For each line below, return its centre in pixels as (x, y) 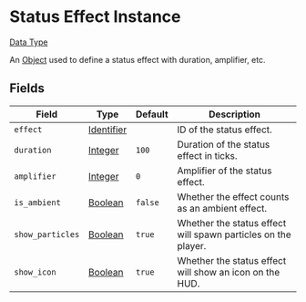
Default (152, 114)
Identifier (107, 130)
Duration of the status (224, 144)
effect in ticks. (208, 155)
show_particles (47, 234)
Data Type (29, 42)
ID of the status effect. (225, 130)
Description (235, 114)
